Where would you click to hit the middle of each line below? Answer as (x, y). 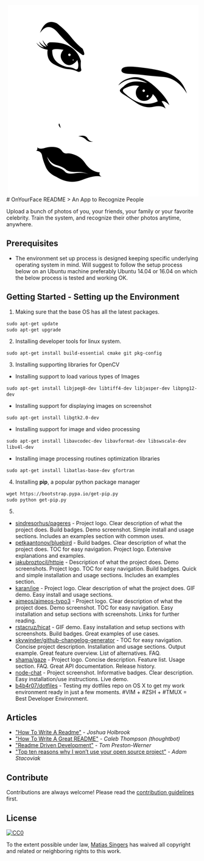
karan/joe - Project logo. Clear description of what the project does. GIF (105, 588)
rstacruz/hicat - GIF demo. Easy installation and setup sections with (100, 627)
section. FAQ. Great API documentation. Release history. (86, 666)
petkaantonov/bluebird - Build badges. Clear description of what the (101, 542)
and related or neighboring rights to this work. (64, 851)
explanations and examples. (50, 555)
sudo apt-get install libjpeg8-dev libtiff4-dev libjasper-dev (88, 388)
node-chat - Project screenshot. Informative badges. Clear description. (104, 672)
